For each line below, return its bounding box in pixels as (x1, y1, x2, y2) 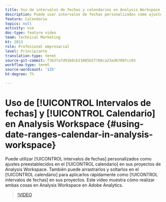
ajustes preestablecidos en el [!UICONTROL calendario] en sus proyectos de (5, 161, 161, 167)
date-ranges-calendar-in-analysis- (5, 129, 153, 140)
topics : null (5, 21, 32, 26)
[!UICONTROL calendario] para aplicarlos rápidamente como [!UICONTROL (5, 171, 158, 177)
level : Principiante (5, 49, 48, 53)
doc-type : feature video (5, 30, 56, 35)
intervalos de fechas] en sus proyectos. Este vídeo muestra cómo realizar (5, 177, 155, 183)
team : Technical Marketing (5, 35, 61, 40)
